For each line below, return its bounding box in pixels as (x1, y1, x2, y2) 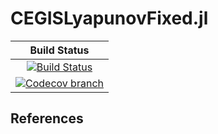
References (10, 110, 84, 127)
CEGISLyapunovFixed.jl (10, 7, 209, 30)
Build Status (29, 43, 90, 57)
